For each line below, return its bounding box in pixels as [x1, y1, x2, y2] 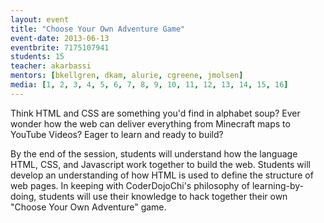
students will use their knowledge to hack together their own [38, 190, 288, 202]
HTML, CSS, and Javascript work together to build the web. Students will [10, 158, 311, 170]
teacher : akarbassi [10, 61, 92, 71]
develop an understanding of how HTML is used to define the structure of [10, 169, 314, 181]
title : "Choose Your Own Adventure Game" [10, 24, 186, 34]
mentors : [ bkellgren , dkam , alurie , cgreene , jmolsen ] [10, 71, 244, 81]
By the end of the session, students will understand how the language [10, 147, 298, 160]
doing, [10, 190, 37, 202]
